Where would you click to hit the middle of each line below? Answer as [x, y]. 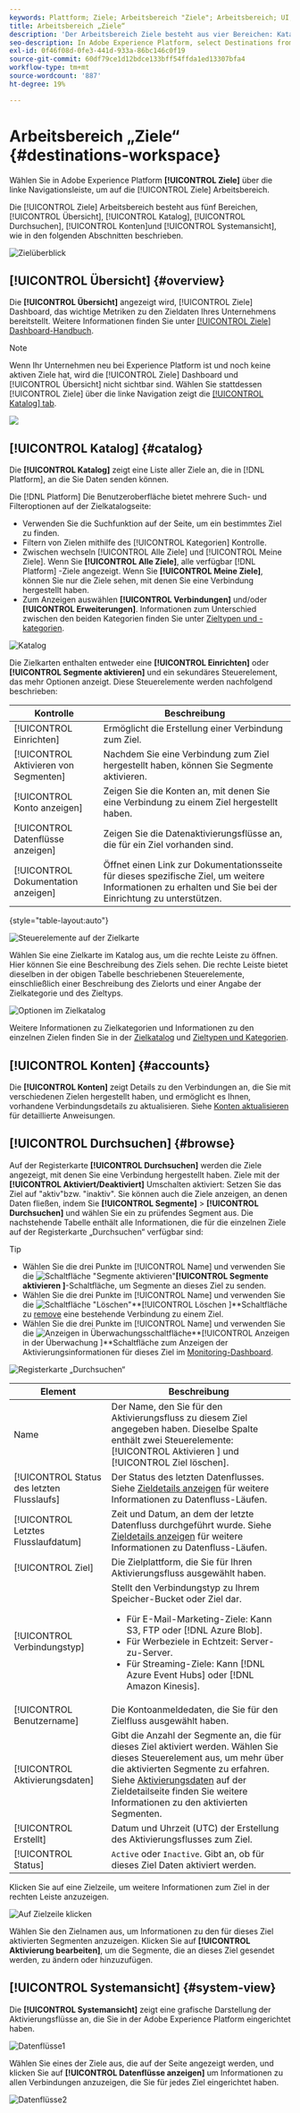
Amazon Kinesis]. [163, 1685]
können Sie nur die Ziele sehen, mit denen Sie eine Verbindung [138, 581]
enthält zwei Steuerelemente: [172, 1439]
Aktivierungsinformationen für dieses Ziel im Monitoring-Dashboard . [148, 1352]
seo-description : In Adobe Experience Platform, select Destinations [142, 42]
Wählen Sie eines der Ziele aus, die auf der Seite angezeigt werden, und [142, 2063]
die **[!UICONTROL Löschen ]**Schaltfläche [154, 1304]
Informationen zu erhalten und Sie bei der [191, 887]
